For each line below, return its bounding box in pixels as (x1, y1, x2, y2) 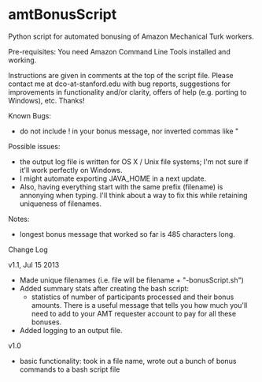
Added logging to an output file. (19, 325, 124, 335)
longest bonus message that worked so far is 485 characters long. (19, 229, 236, 238)
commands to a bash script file (19, 365, 120, 374)
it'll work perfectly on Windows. (19, 165, 124, 174)
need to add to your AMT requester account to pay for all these (31, 309, 237, 318)
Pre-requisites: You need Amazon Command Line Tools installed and (8, 47, 231, 56)
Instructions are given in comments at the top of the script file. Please (8, 70, 234, 80)
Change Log (8, 245, 49, 254)
